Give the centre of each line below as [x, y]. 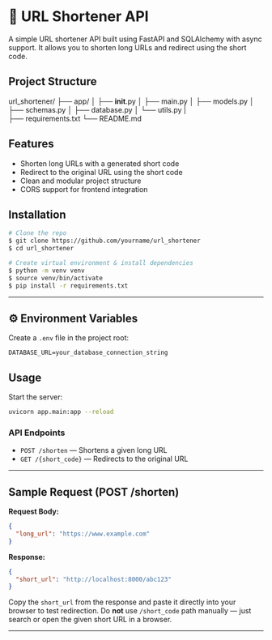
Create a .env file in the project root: [69, 338]
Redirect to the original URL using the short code [102, 172]
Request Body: [34, 512]
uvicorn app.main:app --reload [61, 412]
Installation [37, 214]
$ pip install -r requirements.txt [68, 286]
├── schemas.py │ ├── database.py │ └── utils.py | [97, 109]
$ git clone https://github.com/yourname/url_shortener [104, 241]
